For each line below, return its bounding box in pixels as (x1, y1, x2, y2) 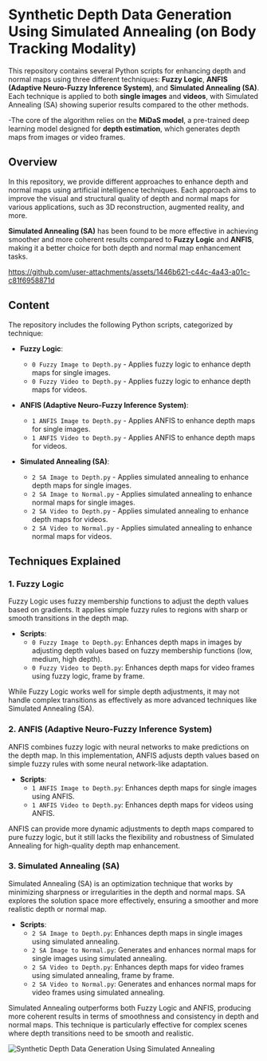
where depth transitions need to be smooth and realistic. (8, 1028, 194, 1038)
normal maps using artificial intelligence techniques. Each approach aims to (8, 185, 257, 195)
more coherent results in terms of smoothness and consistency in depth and (8, 1012, 259, 1021)
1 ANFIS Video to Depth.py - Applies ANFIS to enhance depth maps (31, 433, 256, 442)
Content (8, 299, 50, 312)
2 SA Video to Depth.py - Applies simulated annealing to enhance (31, 505, 249, 516)
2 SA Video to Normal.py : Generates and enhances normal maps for (31, 979, 257, 988)
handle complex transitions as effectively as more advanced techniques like (8, 695, 257, 705)
